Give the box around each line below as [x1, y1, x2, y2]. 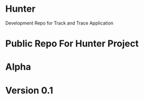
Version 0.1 [5, 85, 53, 96]
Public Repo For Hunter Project [5, 38, 139, 49]
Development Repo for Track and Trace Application [5, 20, 114, 26]
